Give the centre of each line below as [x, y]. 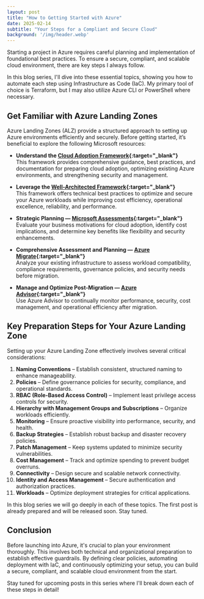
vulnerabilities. [34, 453]
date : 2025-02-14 [29, 23]
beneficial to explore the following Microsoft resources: [76, 143]
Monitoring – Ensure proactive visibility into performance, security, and [106, 421]
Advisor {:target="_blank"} [51, 294]
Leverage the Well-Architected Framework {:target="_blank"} [96, 187]
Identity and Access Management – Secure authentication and [96, 480]
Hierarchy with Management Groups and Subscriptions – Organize [101, 408]
